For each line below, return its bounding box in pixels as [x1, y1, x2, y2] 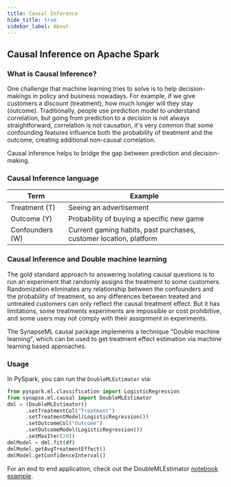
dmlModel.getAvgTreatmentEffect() [7, 445, 107, 453]
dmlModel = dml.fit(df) [7, 439, 76, 446]
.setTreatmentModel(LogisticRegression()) [25, 413, 149, 420]
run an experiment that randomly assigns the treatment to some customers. [7, 277, 221, 285]
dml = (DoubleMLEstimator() [7, 400, 88, 408]
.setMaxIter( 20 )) [25, 433, 76, 440]
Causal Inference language [7, 173, 100, 183]
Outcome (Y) [10, 214, 53, 224]
